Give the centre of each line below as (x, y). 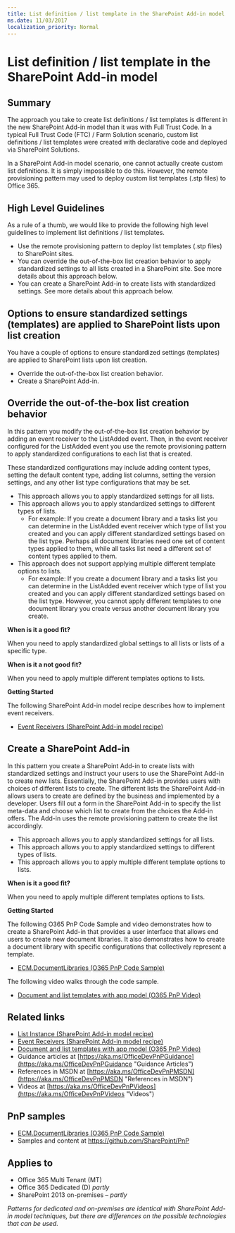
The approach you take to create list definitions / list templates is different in (118, 120)
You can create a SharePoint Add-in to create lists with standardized (116, 284)
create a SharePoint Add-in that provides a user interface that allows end (113, 931)
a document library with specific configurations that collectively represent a (117, 947)
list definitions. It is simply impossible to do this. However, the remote (108, 171)
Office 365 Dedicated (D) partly (63, 1188)
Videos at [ (33, 1086)
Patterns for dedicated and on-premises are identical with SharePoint (108, 1209)
